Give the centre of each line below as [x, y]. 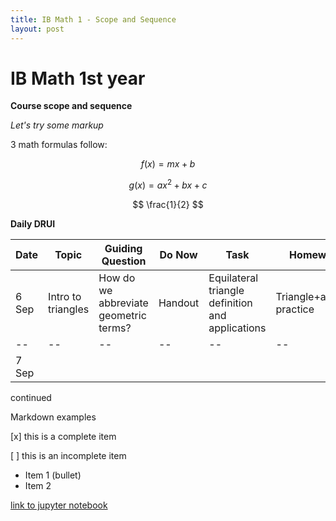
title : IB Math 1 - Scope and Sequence [93, 19]
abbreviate [123, 303]
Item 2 [38, 486]
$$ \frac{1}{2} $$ [168, 205]
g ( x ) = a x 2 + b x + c [168, 184]
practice [295, 309]
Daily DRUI [33, 224]
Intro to [65, 297]
